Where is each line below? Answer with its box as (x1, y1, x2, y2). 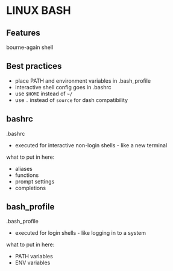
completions (14, 184, 46, 191)
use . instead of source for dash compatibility (14, 96, 128, 103)
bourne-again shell (6, 43, 54, 51)
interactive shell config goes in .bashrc (14, 83, 112, 91)
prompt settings (14, 177, 55, 185)
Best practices (6, 61, 62, 71)
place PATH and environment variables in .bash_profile (14, 77, 151, 84)
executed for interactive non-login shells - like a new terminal (14, 141, 168, 148)
